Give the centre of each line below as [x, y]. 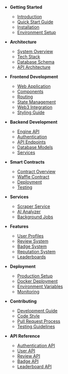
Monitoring [28, 292]
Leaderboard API [34, 366]
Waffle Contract [33, 177]
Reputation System [36, 252]
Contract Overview [36, 171]
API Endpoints [31, 142]
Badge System [32, 246]
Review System [33, 241]
